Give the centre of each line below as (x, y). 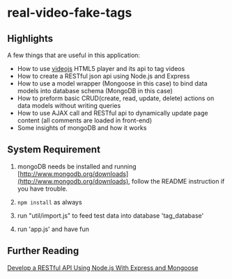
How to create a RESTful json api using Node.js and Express (103, 76)
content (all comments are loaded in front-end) (85, 120)
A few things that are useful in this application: (74, 55)
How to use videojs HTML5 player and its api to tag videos (101, 69)
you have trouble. (42, 189)
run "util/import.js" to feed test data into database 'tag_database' (110, 215)
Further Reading (43, 251)
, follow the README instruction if (176, 181)
